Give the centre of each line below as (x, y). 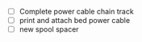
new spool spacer (49, 29)
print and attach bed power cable (75, 21)
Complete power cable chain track (76, 11)
